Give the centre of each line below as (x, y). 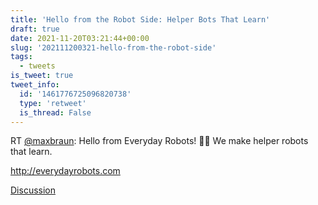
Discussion (33, 190)
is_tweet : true (42, 76)
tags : (21, 57)
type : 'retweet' (53, 103)
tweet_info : (35, 85)
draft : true (35, 29)
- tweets (37, 66)
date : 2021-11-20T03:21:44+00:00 (80, 38)
